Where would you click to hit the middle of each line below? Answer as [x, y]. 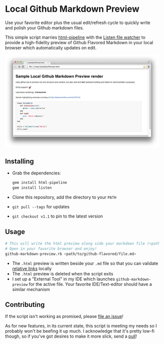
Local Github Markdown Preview [72, 9]
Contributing [25, 305]
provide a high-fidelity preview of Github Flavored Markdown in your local [79, 42]
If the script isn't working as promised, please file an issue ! [64, 317]
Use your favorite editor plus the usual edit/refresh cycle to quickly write [78, 23]
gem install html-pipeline [40, 183]
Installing [20, 161]
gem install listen [32, 188]
